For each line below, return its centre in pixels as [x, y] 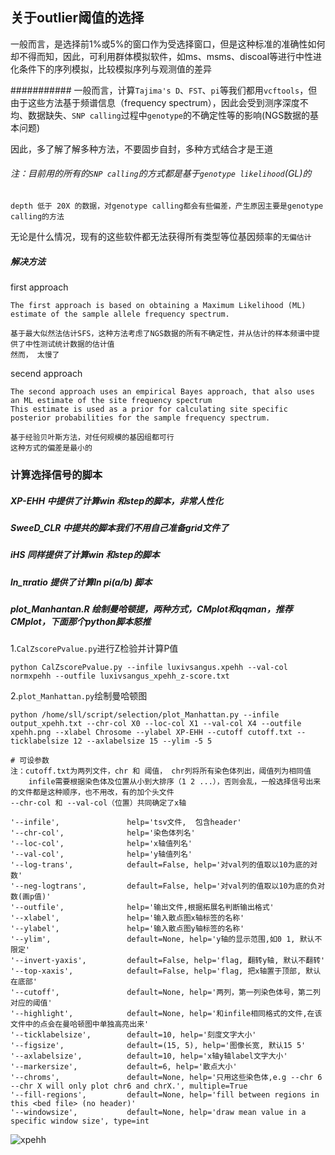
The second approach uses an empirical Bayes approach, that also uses [162, 391]
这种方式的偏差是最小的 [51, 448]
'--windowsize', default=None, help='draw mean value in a [158, 1113]
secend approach [46, 373]
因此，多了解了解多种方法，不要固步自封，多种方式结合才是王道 [141, 149]
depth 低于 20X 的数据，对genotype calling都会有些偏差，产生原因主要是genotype [167, 206]
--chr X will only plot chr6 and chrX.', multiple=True [129, 1086]
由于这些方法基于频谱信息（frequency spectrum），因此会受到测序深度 [155, 102]
